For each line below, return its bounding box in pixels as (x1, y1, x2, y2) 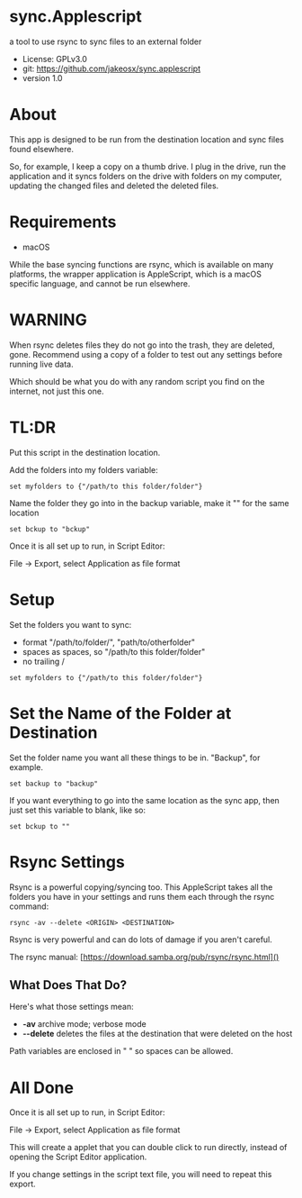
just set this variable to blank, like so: (9, 804, 147, 815)
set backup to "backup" (9, 779, 99, 788)
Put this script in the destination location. (9, 447, 161, 458)
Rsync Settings (9, 851, 126, 872)
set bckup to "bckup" (9, 524, 91, 533)
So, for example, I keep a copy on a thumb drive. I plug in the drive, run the (9, 160, 286, 172)
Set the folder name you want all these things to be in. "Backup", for (9, 752, 261, 763)
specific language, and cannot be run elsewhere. (9, 277, 191, 289)
